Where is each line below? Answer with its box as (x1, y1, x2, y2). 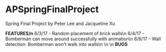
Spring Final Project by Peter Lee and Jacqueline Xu (5, 20, 115, 27)
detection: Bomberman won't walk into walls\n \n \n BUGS (5, 41, 128, 47)
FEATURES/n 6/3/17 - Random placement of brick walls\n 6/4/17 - (5, 30, 144, 36)
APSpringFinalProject (5, 4, 99, 15)
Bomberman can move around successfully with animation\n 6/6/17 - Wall (5, 36, 161, 42)
